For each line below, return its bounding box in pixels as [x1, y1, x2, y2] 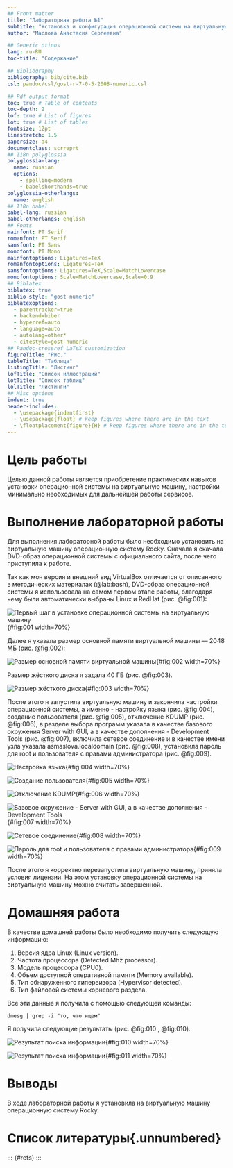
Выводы [7, 1076, 58, 1091]
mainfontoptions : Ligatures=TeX [7, 254, 101, 261]
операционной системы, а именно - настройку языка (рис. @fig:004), [7, 705, 215, 713]
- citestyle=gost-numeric [13, 338, 89, 345]
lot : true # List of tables [7, 119, 89, 126]
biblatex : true [7, 286, 51, 294]
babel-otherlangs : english [7, 216, 85, 223]
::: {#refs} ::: [7, 1153, 42, 1162]
